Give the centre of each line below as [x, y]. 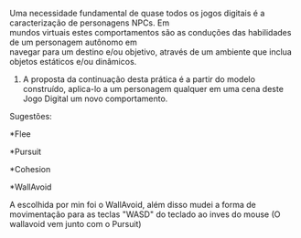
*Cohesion [30, 169]
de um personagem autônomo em [73, 42]
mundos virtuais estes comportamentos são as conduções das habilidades [150, 32]
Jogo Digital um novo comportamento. [95, 98]
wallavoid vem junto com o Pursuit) [75, 224]
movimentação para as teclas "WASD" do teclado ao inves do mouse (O [145, 214]
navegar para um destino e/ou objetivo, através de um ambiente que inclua [151, 52]
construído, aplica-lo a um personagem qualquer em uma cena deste [153, 89]
